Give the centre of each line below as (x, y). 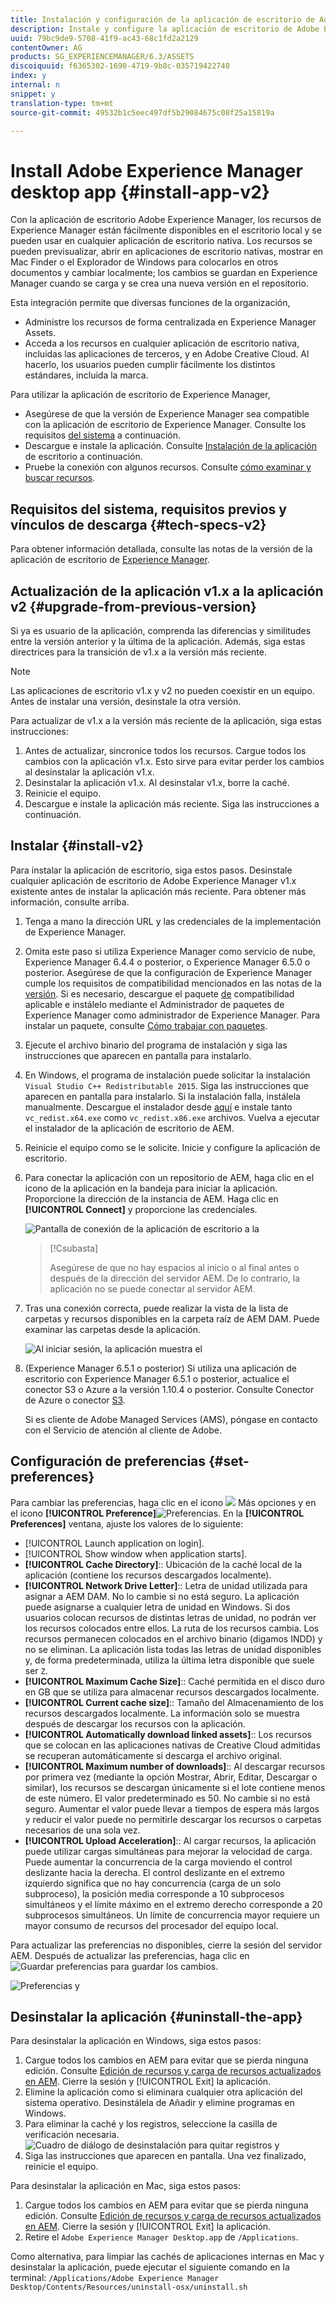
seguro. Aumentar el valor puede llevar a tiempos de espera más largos (172, 1808)
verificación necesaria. (72, 2135)
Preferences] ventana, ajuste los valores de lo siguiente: (127, 1523)
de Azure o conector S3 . (75, 1400)
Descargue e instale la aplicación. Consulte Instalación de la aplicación (171, 446)
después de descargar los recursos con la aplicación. (135, 1723)
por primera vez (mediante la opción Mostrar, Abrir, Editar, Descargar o (171, 1777)
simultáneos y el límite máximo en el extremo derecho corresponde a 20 (173, 1904)
